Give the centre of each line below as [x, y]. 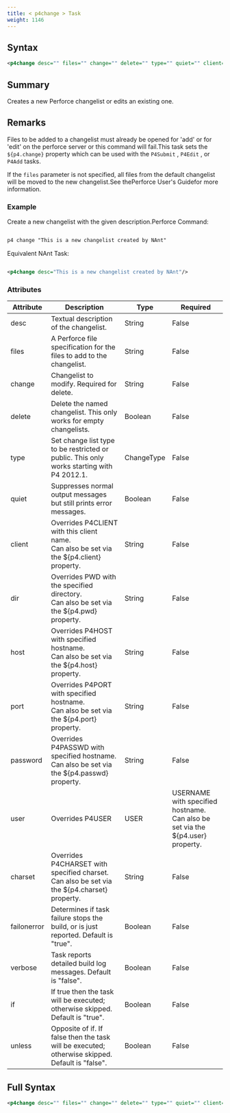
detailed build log [79, 964]
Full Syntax [31, 1087]
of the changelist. [79, 328]
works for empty [77, 421]
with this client [74, 531]
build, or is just [74, 926]
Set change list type [83, 441]
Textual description [82, 319]
